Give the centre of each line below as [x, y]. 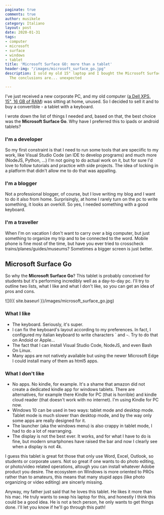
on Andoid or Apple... [33, 340]
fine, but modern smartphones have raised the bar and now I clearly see [85, 441]
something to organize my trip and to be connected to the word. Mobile [77, 238]
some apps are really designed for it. [49, 421]
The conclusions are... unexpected [46, 78]
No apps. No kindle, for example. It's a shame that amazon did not [79, 384]
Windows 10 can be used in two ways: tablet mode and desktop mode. [83, 410]
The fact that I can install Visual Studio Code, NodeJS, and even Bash [82, 345]
